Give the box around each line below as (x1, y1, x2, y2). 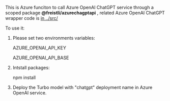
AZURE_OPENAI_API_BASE (12, 55, 69, 61)
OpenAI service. (12, 90, 47, 96)
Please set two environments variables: (12, 35, 95, 41)
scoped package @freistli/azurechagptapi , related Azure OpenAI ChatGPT (5, 10, 165, 16)
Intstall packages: (12, 65, 50, 70)
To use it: (5, 25, 25, 31)
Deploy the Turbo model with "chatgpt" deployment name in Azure (12, 84, 153, 90)
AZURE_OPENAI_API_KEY (12, 45, 66, 50)
